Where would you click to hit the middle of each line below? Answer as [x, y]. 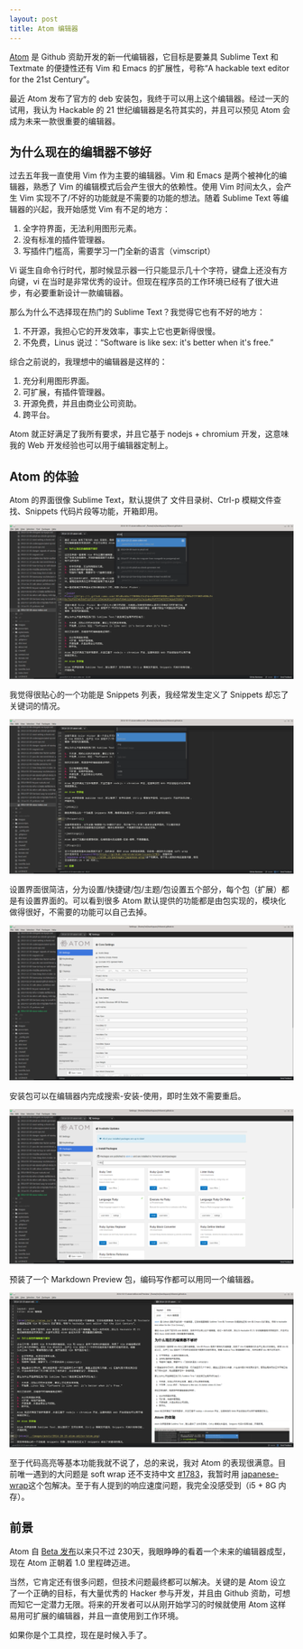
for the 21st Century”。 [52, 79]
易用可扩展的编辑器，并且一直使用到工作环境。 [96, 1616]
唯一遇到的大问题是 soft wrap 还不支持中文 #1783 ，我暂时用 [128, 1474]
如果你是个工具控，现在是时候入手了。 [80, 1635]
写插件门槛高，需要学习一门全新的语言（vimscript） [119, 251]
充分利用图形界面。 [58, 381]
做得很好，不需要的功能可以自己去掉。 [80, 912]
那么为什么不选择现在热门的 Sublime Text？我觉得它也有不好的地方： [138, 312]
